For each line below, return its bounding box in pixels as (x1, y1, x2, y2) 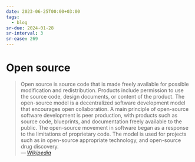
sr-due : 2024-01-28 (6, 25, 54, 31)
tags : (6, 14, 19, 20)
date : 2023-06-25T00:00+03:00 (6, 8, 81, 15)
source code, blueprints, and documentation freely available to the (20, 118, 183, 125)
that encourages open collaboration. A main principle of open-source (20, 105, 189, 112)
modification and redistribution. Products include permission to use (20, 86, 184, 94)
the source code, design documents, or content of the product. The (20, 93, 185, 100)
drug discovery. (20, 143, 59, 150)
